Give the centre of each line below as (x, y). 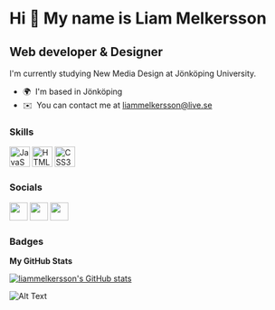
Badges (26, 241)
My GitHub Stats (41, 260)
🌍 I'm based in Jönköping (72, 91)
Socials (26, 187)
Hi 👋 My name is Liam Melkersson (138, 19)
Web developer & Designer (86, 52)
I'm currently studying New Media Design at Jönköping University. (133, 73)
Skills (22, 132)
